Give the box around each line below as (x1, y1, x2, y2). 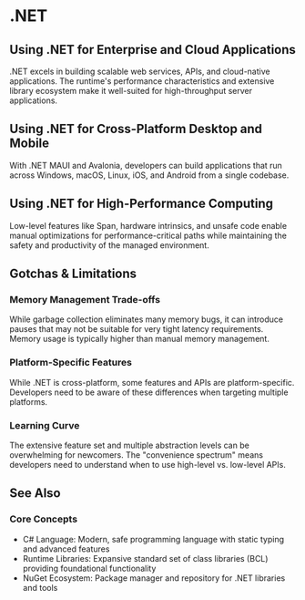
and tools (22, 582, 58, 593)
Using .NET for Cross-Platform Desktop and (9, 121, 262, 137)
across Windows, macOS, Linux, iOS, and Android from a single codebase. (9, 170, 290, 181)
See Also (9, 485, 61, 502)
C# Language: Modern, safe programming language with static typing (22, 533, 285, 544)
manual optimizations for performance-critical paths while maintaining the (9, 230, 287, 241)
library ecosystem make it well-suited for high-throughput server (9, 86, 253, 96)
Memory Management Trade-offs (9, 293, 161, 305)
